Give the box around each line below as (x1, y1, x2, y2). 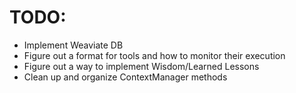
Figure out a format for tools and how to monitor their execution (23, 49, 286, 61)
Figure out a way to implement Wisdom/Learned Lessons (23, 60, 260, 72)
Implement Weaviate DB (23, 39, 124, 51)
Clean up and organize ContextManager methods (23, 71, 228, 83)
